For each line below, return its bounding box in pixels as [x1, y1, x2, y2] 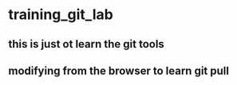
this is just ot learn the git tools [8, 37, 165, 51]
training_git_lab [8, 6, 113, 24]
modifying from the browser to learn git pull [8, 64, 230, 77]
